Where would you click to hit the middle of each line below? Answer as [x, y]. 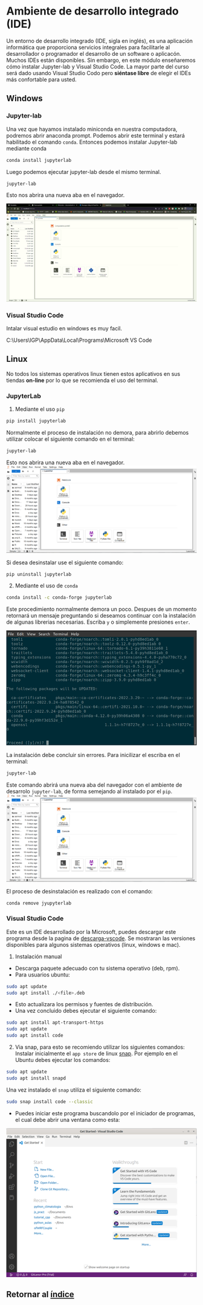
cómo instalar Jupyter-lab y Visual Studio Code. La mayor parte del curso [98, 66]
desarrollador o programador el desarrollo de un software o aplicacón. [94, 53]
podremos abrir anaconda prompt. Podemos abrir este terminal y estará [96, 135]
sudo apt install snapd [36, 1078]
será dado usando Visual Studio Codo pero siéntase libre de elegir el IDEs [99, 73]
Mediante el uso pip [40, 409]
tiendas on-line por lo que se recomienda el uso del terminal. [82, 380]
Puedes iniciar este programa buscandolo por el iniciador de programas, [105, 1113]
